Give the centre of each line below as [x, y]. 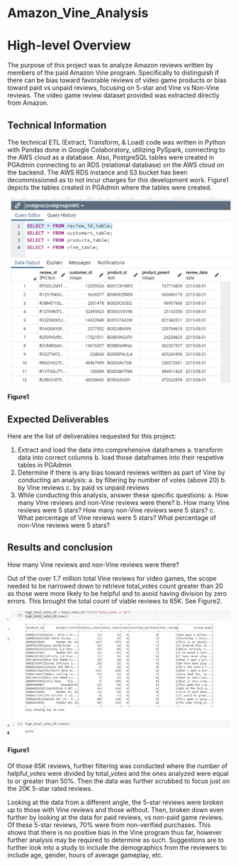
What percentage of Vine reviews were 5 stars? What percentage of [117, 517]
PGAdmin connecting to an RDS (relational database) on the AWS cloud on [116, 165]
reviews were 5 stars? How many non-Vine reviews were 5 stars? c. [116, 510]
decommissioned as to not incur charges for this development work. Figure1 [118, 179]
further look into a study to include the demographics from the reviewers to [117, 847]
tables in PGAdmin [45, 465]
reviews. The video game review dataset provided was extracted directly [113, 95]
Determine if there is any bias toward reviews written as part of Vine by [121, 472]
